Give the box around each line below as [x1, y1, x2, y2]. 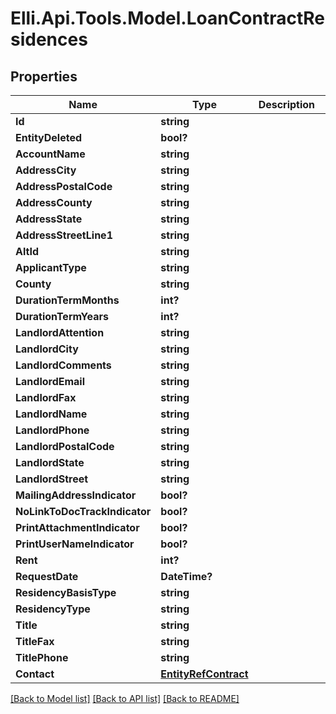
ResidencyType [15, 602, 91, 616]
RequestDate [15, 570, 79, 583]
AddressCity [15, 163, 77, 177]
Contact [15, 667, 55, 681]
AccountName [15, 147, 86, 161]
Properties [10, 68, 78, 85]
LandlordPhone [15, 423, 90, 437]
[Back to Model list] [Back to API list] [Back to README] [10, 693, 240, 704]
